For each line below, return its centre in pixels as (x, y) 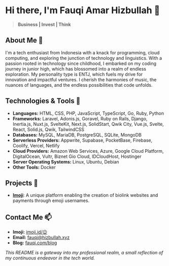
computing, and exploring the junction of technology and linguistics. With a (84, 58)
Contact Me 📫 (29, 217)
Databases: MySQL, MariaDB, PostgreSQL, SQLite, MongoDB (77, 135)
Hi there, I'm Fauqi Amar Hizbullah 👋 (83, 10)
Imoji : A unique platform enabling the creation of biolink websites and (85, 195)
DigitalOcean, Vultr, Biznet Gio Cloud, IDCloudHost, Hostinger (77, 156)
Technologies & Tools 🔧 (43, 101)
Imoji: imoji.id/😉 (30, 232)
